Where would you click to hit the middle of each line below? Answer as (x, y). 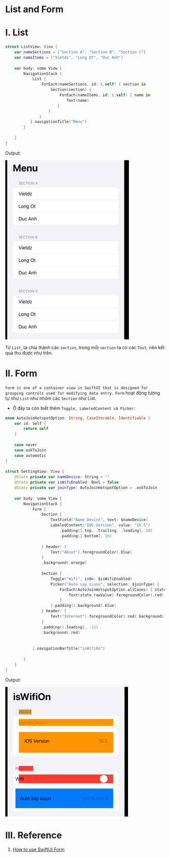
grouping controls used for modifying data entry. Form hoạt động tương (83, 393)
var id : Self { (30, 423)
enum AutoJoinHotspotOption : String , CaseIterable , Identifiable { (78, 418)
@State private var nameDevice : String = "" (62, 477)
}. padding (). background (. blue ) (83, 606)
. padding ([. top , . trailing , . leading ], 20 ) (106, 531)
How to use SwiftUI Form (38, 849)
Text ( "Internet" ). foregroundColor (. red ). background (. (108, 617)
